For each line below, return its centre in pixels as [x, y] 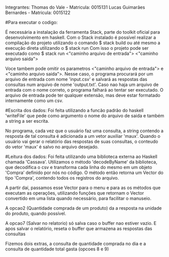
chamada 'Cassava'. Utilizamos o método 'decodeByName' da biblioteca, [81, 162]
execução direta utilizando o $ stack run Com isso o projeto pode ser [77, 48]
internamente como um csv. [34, 101]
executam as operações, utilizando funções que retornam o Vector [75, 193]
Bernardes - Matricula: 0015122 [38, 13]
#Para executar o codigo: [32, 22]
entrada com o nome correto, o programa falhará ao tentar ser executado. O [84, 90]
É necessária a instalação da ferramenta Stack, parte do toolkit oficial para [83, 32]
